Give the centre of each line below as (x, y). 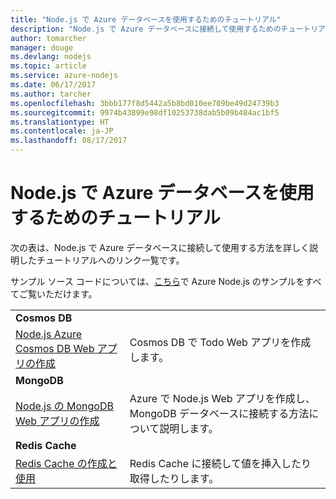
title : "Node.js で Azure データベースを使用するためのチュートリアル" (146, 19)
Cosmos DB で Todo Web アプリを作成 (220, 342)
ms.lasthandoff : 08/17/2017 (69, 141)
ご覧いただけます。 (58, 293)
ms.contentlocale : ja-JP (62, 131)
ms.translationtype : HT (60, 122)
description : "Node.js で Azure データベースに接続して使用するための (146, 29)
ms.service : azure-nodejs (64, 76)
